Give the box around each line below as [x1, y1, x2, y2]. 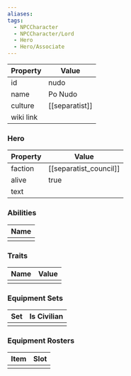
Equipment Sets [7, 293, 64, 303]
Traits [7, 251, 28, 261]
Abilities [7, 208, 37, 218]
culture [11, 101, 35, 110]
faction [11, 164, 34, 173]
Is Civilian [29, 312, 64, 321]
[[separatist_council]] [48, 164, 120, 173]
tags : [7, 17, 23, 24]
